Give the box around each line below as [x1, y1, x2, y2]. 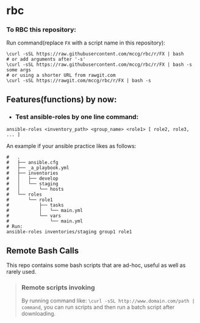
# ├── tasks [6, 202, 64, 208]
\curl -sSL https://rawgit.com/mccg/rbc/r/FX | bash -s [6, 77, 151, 84]
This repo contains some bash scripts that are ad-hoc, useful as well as [6, 261, 186, 269]
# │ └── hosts [6, 186, 64, 193]
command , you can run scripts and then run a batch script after [21, 303, 175, 311]
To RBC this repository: [6, 26, 76, 34]
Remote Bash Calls [6, 245, 79, 256]
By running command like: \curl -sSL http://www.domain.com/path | [21, 297, 195, 305]
